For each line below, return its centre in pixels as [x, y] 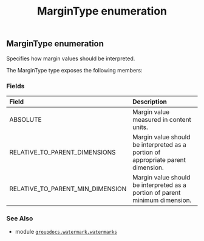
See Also [20, 218]
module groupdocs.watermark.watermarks [66, 232]
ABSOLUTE [25, 119]
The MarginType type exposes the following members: [74, 70]
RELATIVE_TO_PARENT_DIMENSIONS [63, 152]
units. [140, 127]
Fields [15, 86]
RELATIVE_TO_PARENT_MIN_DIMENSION [68, 189]
